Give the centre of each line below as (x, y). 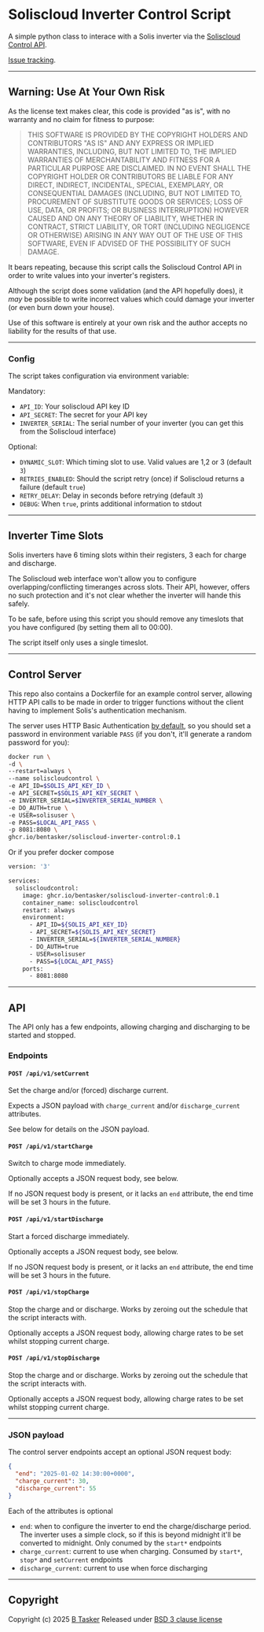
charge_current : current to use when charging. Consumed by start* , (131, 1551)
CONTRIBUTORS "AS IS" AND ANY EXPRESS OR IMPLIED (121, 142)
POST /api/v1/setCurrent (49, 1073)
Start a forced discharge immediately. (69, 1236)
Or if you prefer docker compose (61, 853)
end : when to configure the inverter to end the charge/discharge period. (135, 1526)
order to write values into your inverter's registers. (89, 275)
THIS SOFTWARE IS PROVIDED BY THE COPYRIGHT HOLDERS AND (137, 135)
